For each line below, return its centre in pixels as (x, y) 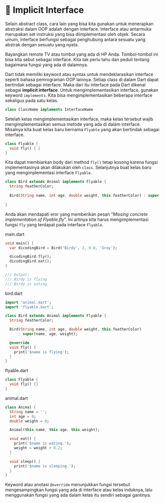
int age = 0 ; (23, 416)
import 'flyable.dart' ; (29, 307)
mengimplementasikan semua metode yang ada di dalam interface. (73, 124)
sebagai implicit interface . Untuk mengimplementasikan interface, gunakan (82, 90)
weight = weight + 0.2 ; (38, 448)
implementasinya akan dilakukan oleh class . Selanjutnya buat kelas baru (78, 168)
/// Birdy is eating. (27, 284)
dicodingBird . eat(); (30, 261)
